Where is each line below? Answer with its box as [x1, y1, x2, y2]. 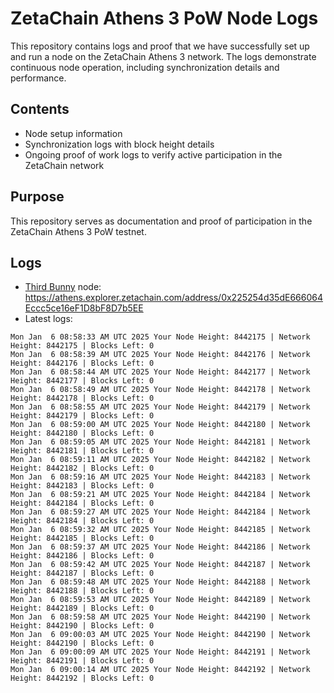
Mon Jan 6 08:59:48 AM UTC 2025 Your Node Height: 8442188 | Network [10, 577, 311, 587]
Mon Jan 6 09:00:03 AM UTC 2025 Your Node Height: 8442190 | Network [10, 630, 311, 640]
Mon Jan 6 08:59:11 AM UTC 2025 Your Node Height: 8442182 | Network [10, 455, 311, 465]
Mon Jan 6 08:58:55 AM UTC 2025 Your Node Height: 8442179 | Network [10, 402, 311, 412]
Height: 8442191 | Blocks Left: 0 [10, 656, 155, 666]
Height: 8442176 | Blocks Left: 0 [10, 358, 155, 369]
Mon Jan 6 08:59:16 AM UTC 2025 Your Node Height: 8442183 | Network [10, 472, 311, 482]
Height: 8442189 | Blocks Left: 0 [10, 603, 155, 614]
